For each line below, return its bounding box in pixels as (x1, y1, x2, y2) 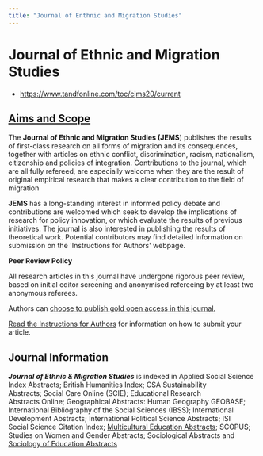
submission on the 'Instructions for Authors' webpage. (8, 241, 186, 251)
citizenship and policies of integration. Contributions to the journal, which (8, 158, 247, 167)
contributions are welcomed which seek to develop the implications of (8, 207, 238, 217)
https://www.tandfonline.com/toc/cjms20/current (19, 89, 181, 98)
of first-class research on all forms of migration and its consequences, (8, 141, 238, 151)
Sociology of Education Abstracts (8, 439, 117, 449)
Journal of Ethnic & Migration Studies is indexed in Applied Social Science (8, 372, 254, 381)
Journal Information (8, 351, 109, 364)
